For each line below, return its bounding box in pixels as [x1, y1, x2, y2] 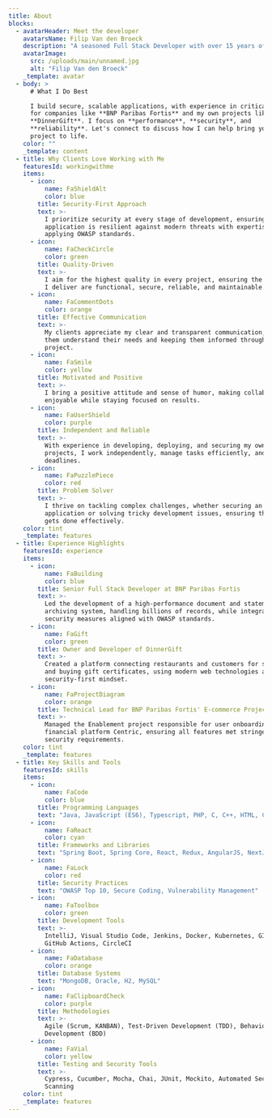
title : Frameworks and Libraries [37, 841, 151, 849]
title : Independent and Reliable [37, 427, 151, 435]
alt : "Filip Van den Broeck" [29, 65, 129, 73]
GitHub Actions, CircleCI [44, 939, 132, 948]
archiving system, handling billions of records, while [44, 608, 237, 616]
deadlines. [44, 456, 82, 465]
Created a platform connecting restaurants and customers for [44, 660, 259, 669]
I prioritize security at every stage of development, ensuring [44, 215, 266, 223]
